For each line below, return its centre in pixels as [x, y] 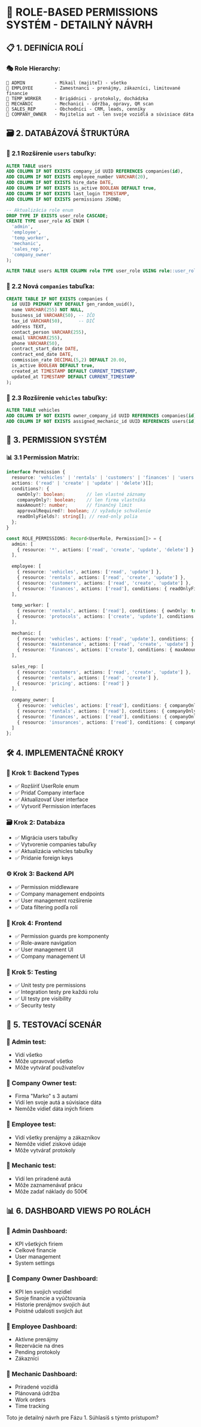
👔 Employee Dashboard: [42, 1326]
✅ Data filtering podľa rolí [46, 907]
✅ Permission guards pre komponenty [62, 936]
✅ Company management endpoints [60, 894]
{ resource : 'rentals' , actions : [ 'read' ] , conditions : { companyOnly [107, 711]
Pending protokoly [37, 1352]
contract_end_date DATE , [42, 355]
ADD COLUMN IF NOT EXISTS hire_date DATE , [60, 183]
